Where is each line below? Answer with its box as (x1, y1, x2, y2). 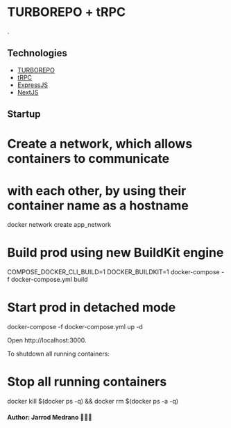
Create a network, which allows (7, 136, 193, 152)
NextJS (17, 88, 39, 96)
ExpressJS (17, 81, 49, 89)
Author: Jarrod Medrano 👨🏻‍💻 (7, 413, 92, 421)
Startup (7, 109, 41, 120)
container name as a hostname (7, 198, 189, 213)
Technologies (7, 47, 68, 59)
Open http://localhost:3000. (7, 336, 87, 344)
